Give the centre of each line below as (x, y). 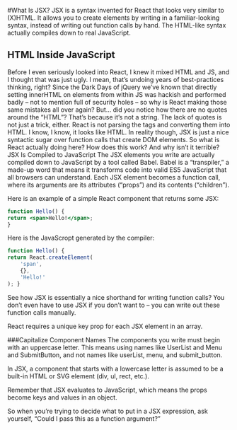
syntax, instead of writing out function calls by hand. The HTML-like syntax (117, 25)
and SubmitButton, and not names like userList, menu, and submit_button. (115, 355)
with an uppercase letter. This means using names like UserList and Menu (115, 347)
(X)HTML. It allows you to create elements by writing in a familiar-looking (114, 18)
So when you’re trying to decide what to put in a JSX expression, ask (108, 411)
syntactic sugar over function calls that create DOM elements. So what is (114, 139)
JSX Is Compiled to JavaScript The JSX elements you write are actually (111, 154)
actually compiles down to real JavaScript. (69, 33)
